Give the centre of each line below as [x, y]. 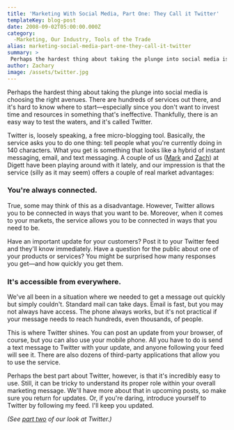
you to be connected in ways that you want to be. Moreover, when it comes [115, 213]
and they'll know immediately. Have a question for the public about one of [113, 249]
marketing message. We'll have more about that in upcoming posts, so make [117, 391]
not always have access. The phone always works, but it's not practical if [112, 312]
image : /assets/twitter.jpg [48, 72]
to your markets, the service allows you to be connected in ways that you [112, 220]
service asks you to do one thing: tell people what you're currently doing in [115, 142]
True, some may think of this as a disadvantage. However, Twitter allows [111, 205]
